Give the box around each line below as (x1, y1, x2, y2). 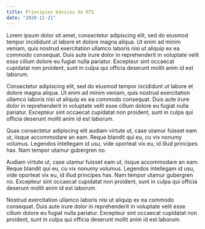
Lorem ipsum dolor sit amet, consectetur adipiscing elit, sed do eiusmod (6, 31, 188, 39)
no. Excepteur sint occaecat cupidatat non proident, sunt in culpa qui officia (6, 178, 198, 185)
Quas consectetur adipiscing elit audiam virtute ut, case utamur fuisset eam (6, 127, 197, 134)
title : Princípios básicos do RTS (6, 9, 95, 15)
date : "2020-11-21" (6, 15, 56, 21)
